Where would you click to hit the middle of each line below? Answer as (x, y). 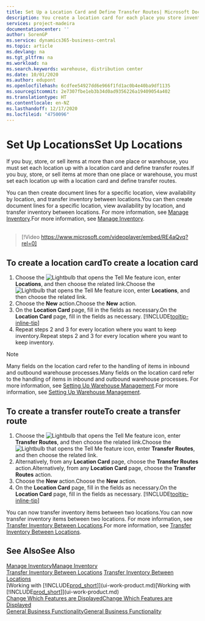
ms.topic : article (30, 46)
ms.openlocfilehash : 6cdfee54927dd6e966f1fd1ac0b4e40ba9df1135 (88, 86)
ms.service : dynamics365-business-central (61, 40)
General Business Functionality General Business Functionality (84, 611)
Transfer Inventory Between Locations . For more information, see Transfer (99, 525)
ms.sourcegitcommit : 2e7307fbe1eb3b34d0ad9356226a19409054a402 (88, 92)
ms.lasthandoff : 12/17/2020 (42, 108)
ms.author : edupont (31, 80)
